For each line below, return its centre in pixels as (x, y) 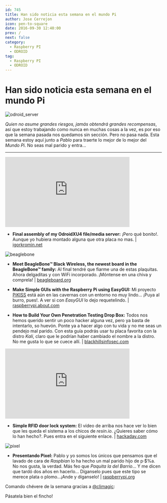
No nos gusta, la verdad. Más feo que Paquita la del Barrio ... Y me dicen (86, 466)
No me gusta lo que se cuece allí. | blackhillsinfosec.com (71, 341)
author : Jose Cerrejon (29, 19)
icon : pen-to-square (27, 24)
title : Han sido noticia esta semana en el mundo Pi (61, 14)
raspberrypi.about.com (36, 306)
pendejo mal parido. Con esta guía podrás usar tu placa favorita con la (84, 331)
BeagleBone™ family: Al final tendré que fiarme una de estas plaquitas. (85, 269)
